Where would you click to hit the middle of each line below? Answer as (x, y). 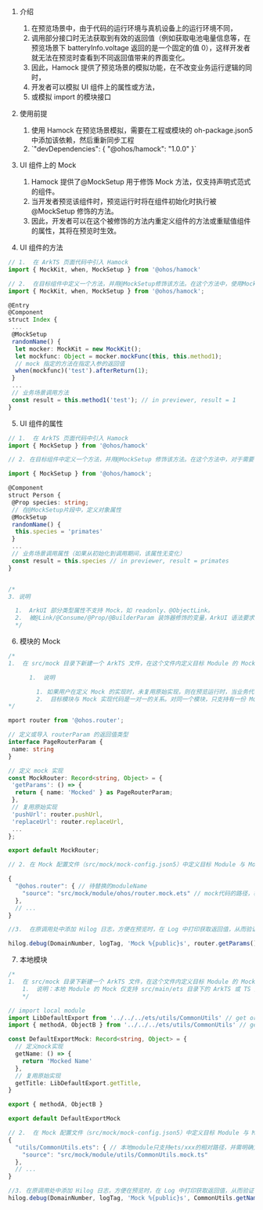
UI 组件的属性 (41, 423)
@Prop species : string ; (50, 502)
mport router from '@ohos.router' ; (66, 720)
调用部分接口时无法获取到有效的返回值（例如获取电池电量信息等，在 (141, 38)
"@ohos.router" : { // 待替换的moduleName (81, 886)
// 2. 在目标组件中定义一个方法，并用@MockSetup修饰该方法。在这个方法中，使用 (125, 284)
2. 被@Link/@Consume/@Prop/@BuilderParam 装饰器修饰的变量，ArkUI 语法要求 (135, 618)
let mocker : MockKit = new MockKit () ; (79, 349)
